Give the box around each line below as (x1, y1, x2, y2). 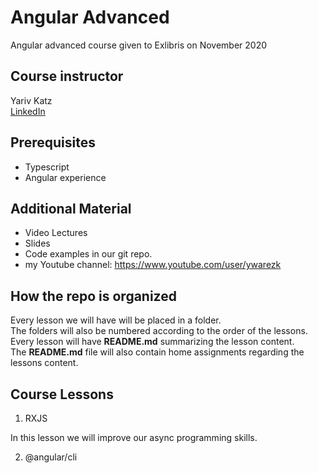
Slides (24, 237, 51, 250)
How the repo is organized (10, 287, 177, 305)
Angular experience (24, 171, 107, 183)
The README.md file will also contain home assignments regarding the (10, 346, 305, 358)
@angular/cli (24, 451, 78, 463)
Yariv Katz (10, 94, 53, 106)
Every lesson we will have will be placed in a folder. (10, 314, 222, 326)
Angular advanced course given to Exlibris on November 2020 (10, 39, 268, 51)
